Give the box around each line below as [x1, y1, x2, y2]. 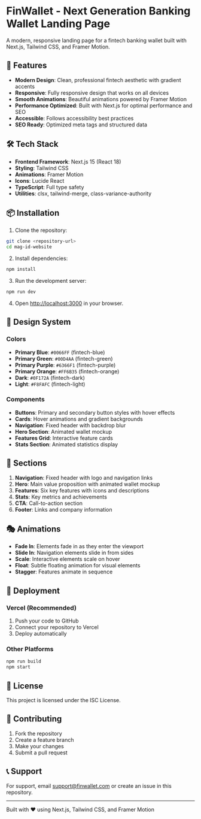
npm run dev [6, 289, 36, 295]
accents [14, 83, 35, 90]
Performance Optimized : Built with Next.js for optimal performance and [14, 102, 193, 109]
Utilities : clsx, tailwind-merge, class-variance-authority [14, 190, 152, 197]
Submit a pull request [14, 749, 68, 756]
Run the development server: [14, 277, 87, 284]
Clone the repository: [14, 226, 68, 234]
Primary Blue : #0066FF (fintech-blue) [14, 349, 105, 356]
